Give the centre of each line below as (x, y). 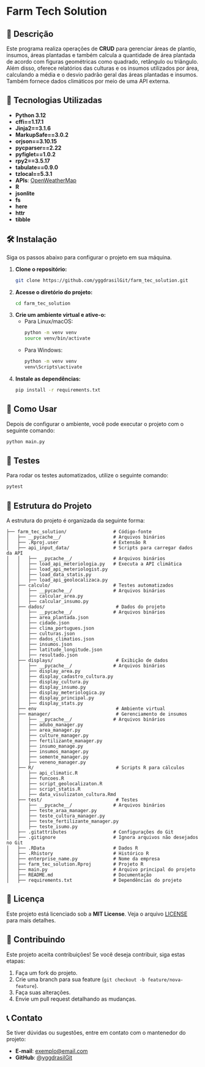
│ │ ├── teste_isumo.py (42, 826)
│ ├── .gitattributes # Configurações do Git (90, 832)
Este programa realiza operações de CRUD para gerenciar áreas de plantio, (102, 48)
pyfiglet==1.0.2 (35, 154)
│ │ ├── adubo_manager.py (45, 724)
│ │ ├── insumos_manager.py (47, 751)
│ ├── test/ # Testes (72, 800)
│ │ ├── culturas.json (41, 633)
